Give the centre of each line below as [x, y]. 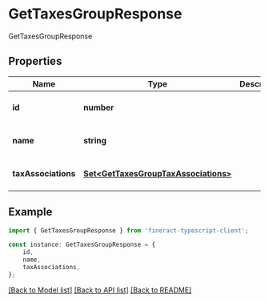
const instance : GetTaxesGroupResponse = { [82, 245]
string [94, 140]
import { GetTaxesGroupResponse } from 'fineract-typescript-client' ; [128, 230]
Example [30, 212]
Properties [35, 61]
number [98, 107]
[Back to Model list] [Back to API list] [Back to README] [100, 290]
